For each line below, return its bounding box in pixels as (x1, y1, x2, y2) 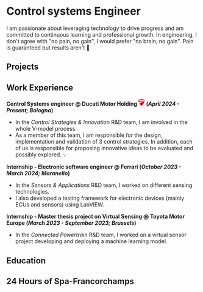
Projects (6, 62, 39, 72)
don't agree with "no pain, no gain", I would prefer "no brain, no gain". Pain (6, 37, 194, 45)
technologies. (15, 188, 50, 195)
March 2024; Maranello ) (6, 170, 70, 177)
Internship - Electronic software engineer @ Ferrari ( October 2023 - (6, 163, 182, 170)
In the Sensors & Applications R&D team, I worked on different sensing (15, 181, 193, 189)
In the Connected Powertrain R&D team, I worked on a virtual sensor (15, 231, 187, 239)
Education (6, 255, 46, 266)
